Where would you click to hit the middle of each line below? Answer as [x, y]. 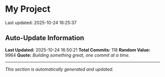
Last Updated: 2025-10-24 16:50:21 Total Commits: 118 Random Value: [78, 50]
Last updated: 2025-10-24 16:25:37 [41, 23]
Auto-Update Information [45, 38]
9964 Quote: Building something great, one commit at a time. [68, 55]
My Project [28, 9]
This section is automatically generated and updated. [59, 69]
